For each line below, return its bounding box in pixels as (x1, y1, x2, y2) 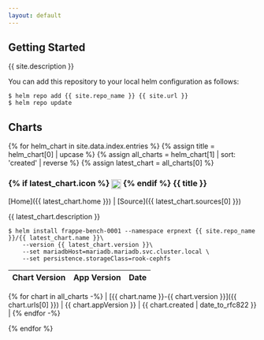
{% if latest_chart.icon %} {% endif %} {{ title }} (8, 178, 207, 189)
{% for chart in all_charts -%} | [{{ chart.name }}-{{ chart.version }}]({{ (8, 291, 237, 301)
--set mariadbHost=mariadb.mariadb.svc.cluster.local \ (22, 248, 210, 256)
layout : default (8, 11, 61, 20)
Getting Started (8, 41, 86, 54)
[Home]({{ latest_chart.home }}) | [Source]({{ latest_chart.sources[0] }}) (8, 196, 242, 206)
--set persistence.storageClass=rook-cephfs (22, 254, 171, 263)
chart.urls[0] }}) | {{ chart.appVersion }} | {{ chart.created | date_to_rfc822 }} (8, 300, 257, 309)
